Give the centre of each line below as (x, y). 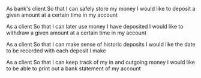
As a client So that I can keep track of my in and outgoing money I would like (100, 62)
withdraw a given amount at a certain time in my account (76, 33)
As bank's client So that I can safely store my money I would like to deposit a (101, 9)
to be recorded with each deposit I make (56, 51)
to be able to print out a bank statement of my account (73, 68)
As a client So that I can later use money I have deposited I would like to (95, 26)
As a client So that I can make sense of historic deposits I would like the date (101, 44)
